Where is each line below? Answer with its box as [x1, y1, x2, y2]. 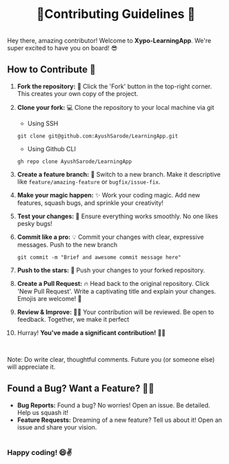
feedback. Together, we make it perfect [17, 315, 130, 323]
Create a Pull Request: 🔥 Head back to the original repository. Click [17, 279, 210, 287]
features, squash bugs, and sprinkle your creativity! [17, 198, 164, 206]
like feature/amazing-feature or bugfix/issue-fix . [17, 177, 161, 186]
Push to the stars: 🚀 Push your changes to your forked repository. [17, 266, 206, 274]
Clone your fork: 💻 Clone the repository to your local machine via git [17, 103, 215, 111]
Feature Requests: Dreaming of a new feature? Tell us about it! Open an [17, 416, 223, 424]
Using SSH [27, 119, 59, 127]
